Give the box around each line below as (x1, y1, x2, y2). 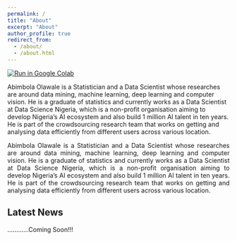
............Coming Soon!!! (7, 225, 73, 233)
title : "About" (7, 17, 52, 24)
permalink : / (7, 10, 46, 18)
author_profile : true (7, 30, 71, 37)
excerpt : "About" (7, 23, 59, 30)
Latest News (7, 206, 63, 218)
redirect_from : (7, 37, 52, 44)
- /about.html (13, 50, 55, 57)
